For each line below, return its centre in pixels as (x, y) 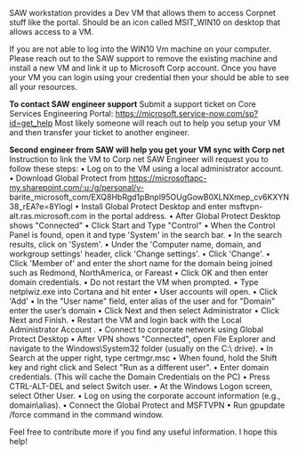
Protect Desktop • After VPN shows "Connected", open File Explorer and (142, 339)
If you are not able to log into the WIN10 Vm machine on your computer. (140, 49)
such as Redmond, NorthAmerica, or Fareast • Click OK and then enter (139, 272)
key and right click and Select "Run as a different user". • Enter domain (139, 367)
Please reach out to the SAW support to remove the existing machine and (144, 58)
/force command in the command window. (87, 414)
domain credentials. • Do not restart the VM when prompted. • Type (134, 282)
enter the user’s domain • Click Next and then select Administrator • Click (145, 310)
